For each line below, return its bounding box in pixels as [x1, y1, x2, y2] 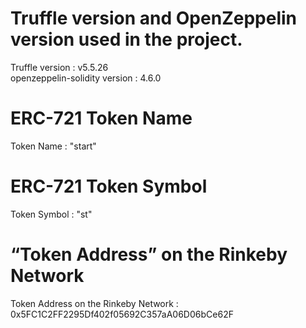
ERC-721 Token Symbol [10, 175, 208, 198]
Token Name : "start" [10, 140, 97, 152]
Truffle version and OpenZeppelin [10, 7, 297, 30]
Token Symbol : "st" [10, 208, 93, 220]
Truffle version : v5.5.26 [10, 61, 109, 73]
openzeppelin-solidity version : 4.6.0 [10, 72, 162, 84]
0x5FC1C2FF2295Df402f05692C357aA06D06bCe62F [10, 308, 234, 320]
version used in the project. [10, 28, 243, 51]
